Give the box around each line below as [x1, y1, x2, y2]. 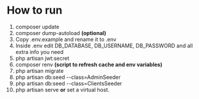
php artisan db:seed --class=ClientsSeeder [15, 79, 123, 87]
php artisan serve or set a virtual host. [15, 86, 110, 93]
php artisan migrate [15, 67, 64, 74]
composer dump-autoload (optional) [15, 29, 106, 36]
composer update [15, 23, 60, 30]
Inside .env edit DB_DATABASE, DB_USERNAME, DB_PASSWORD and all [15, 42, 193, 49]
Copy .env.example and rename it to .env [15, 36, 117, 43]
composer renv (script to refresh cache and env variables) [15, 60, 163, 68]
